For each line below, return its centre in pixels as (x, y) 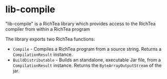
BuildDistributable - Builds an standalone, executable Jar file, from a (87, 60)
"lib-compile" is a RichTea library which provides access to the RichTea (80, 24)
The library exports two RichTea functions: (50, 39)
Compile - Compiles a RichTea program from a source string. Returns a (87, 49)
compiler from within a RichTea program (48, 29)
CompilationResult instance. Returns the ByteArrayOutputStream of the (87, 65)
